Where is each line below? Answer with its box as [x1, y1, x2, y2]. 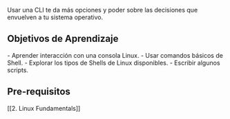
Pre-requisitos [7, 86, 71, 98]
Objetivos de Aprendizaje [7, 33, 119, 45]
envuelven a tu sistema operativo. [7, 13, 104, 21]
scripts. [7, 65, 29, 74]
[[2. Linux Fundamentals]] [7, 104, 81, 112]
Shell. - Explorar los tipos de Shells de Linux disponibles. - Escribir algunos [7, 58, 220, 67]
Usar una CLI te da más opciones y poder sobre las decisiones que [7, 6, 198, 14]
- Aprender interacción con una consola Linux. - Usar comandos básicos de [7, 51, 223, 59]
